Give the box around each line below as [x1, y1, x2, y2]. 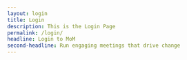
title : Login [7, 17, 45, 23]
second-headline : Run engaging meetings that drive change [7, 42, 181, 49]
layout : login [7, 10, 48, 17]
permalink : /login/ [7, 29, 63, 37]
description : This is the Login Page [7, 23, 116, 30]
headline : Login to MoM [7, 36, 76, 43]
